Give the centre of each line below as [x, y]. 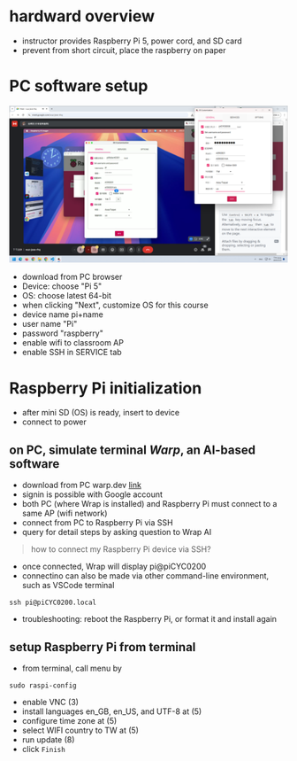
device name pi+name [62, 314]
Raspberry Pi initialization [106, 388]
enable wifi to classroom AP [72, 343]
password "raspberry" [63, 333]
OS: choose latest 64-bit [67, 296]
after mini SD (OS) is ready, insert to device [100, 413]
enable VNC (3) [50, 702]
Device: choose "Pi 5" [62, 286]
